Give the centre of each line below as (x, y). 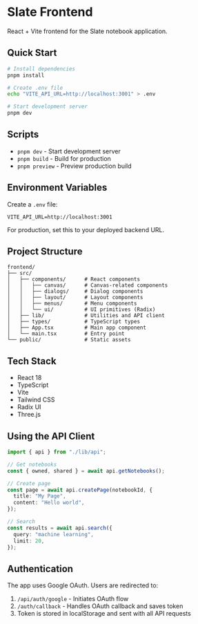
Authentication (40, 568)
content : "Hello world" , (49, 503)
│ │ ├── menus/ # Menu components (72, 304)
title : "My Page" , (40, 496)
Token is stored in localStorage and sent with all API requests (104, 614)
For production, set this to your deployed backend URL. (86, 229)
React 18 (29, 378)
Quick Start (32, 53)
